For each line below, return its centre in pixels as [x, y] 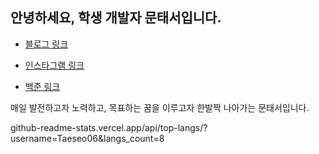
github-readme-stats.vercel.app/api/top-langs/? [109, 127]
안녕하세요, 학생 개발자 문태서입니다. [116, 18]
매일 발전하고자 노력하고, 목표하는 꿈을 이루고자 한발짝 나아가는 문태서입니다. [160, 107]
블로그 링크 [46, 44]
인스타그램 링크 [54, 65]
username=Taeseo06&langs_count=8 [87, 138]
